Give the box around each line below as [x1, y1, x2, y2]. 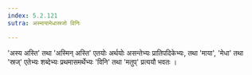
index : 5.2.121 [7, 11, 58, 20]
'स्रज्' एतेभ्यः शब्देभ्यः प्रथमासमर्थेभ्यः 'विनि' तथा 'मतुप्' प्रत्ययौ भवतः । [7, 57, 177, 66]
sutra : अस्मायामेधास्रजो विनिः [7, 19, 81, 27]
